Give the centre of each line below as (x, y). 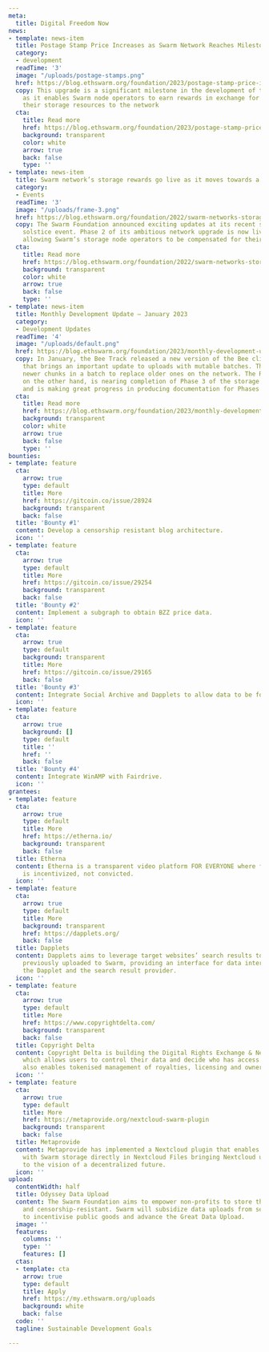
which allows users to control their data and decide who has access (141, 1060)
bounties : (25, 456)
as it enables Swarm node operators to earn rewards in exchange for (141, 98)
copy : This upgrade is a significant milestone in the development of (136, 90)
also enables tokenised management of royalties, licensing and (132, 1068)
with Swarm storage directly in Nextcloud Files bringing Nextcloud (139, 1157)
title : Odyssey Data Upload (62, 1195)
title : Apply (44, 1291)
